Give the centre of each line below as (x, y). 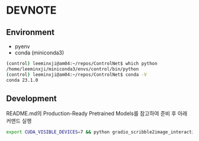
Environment (31, 32)
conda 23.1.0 (22, 80)
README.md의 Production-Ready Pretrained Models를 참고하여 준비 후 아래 (97, 114)
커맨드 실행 (19, 121)
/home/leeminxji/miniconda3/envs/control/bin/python (73, 69)
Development (32, 98)
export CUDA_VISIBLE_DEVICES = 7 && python (58, 132)
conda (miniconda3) (39, 53)
